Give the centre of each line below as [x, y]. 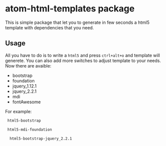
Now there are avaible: [28, 66]
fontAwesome [27, 102]
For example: [19, 111]
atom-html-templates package [70, 9]
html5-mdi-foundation [30, 130]
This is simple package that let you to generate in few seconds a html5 [78, 22]
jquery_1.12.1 [24, 86]
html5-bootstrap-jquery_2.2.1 [41, 139]
